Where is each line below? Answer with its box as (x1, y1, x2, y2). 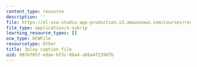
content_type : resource (6, 8, 64, 15)
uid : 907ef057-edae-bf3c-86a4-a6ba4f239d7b (6, 52, 114, 58)
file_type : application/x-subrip (6, 24, 88, 31)
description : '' (6, 14, 46, 20)
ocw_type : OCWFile (6, 36, 51, 41)
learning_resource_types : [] (6, 30, 77, 36)
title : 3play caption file (6, 47, 72, 52)
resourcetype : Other (6, 41, 57, 47)
